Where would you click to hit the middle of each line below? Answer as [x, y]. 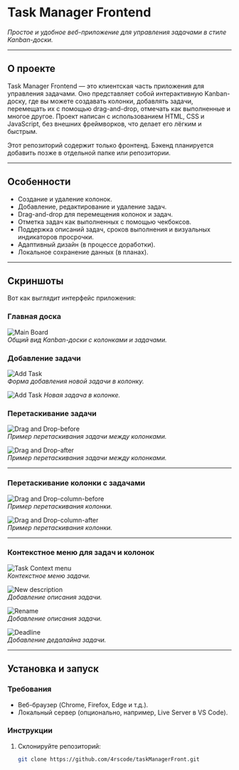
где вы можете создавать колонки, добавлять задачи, [111, 101]
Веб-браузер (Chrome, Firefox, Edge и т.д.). [83, 704]
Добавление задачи [44, 358]
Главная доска [34, 316]
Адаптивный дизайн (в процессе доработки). [86, 244]
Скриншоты [36, 281]
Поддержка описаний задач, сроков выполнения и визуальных [114, 229]
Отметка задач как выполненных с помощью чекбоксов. [105, 222]
